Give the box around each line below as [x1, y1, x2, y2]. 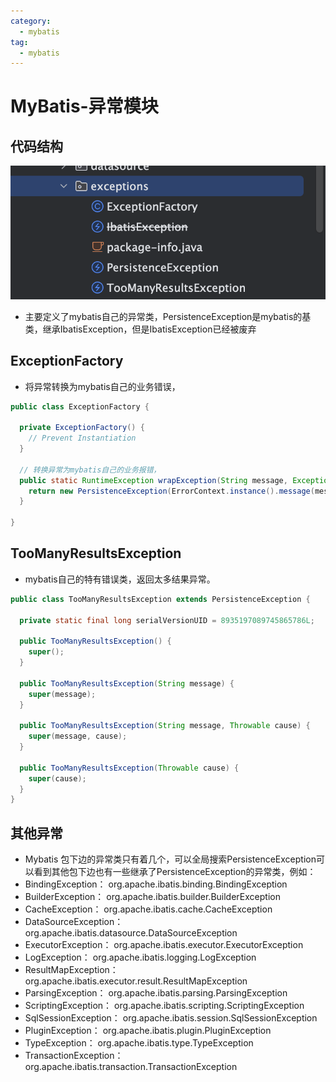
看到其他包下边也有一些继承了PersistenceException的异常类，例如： [33, 866, 317, 878]
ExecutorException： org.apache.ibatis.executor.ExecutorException [24, 939, 304, 951]
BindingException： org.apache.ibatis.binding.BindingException [24, 878, 288, 890]
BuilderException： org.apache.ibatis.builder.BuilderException [24, 891, 281, 903]
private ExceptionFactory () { [19, 423, 145, 433]
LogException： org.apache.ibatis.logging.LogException [24, 951, 257, 964]
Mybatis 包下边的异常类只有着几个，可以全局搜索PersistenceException [24, 853, 317, 865]
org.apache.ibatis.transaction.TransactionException [24, 1061, 238, 1073]
